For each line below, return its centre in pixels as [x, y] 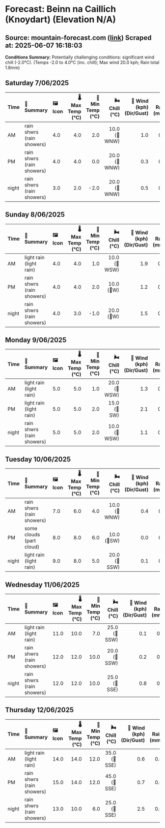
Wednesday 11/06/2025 [42, 585]
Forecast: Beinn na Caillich [61, 9]
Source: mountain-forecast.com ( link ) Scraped [78, 38]
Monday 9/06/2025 [36, 340]
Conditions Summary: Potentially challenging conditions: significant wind [80, 57]
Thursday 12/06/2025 [40, 710]
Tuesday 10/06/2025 [38, 459]
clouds [32, 535]
